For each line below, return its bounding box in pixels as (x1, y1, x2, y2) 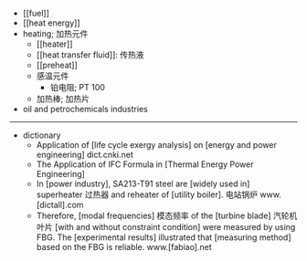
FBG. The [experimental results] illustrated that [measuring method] (36, 232, 291, 243)
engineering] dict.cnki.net (36, 150, 134, 160)
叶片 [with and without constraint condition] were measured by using (36, 222, 296, 232)
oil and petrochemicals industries (22, 104, 148, 114)
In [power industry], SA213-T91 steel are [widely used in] (36, 178, 250, 189)
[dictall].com (36, 200, 84, 210)
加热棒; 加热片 (36, 93, 90, 104)
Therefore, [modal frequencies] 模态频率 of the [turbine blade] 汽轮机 (36, 210, 298, 221)
